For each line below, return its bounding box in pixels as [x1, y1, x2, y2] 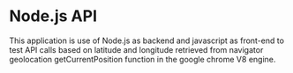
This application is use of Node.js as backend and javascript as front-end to [9, 35, 285, 46]
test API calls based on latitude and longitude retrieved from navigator [9, 44, 264, 55]
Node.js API [9, 6, 98, 26]
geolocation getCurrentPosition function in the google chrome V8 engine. [9, 54, 276, 64]
